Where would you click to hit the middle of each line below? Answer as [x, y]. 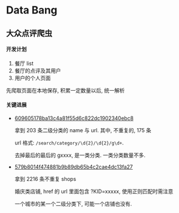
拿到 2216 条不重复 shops [45, 178]
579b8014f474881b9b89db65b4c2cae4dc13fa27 [74, 167]
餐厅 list [24, 63]
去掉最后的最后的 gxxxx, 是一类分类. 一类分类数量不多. [80, 155]
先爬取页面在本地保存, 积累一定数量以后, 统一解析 [65, 90]
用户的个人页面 [32, 78]
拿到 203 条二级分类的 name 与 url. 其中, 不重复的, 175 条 [83, 130]
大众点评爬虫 [29, 33]
